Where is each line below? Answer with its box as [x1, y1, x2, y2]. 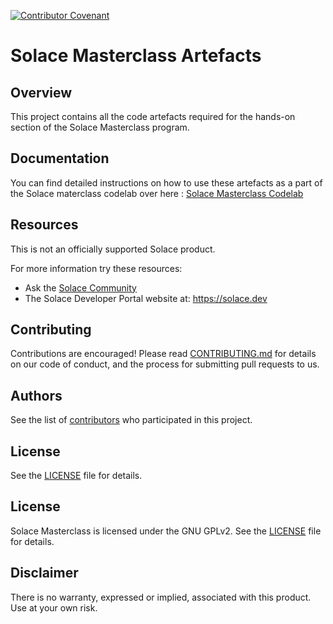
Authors [10, 387, 63, 404]
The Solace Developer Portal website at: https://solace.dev [24, 292, 268, 304]
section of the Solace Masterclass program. [10, 121, 190, 133]
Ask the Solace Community [24, 281, 137, 294]
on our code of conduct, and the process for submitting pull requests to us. [10, 358, 320, 370]
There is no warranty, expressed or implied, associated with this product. [10, 591, 312, 603]
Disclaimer [10, 565, 79, 582]
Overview [10, 84, 73, 101]
